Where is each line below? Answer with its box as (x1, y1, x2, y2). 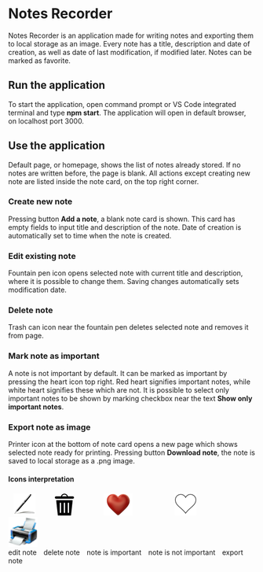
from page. (8, 331, 45, 341)
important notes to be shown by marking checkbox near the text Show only (8, 393, 253, 403)
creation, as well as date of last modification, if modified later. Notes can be (8, 47, 253, 57)
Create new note (8, 196, 73, 207)
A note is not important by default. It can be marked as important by (8, 368, 228, 378)
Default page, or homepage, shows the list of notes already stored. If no (8, 160, 241, 169)
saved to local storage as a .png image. (8, 456, 135, 466)
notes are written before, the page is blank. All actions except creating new (8, 168, 251, 178)
